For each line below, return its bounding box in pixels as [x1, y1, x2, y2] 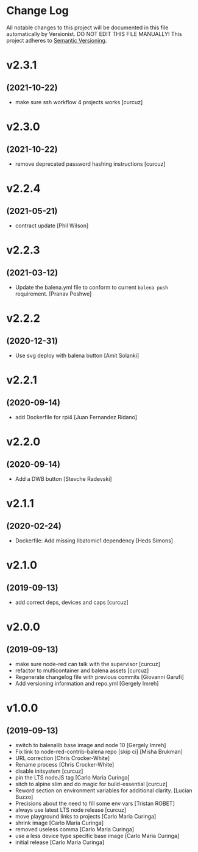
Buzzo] [15, 793, 34, 800]
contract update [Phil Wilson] [15, 222, 89, 229]
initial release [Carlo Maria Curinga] [15, 839, 105, 846]
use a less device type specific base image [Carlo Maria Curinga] [15, 832, 180, 839]
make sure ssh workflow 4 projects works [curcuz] [15, 98, 143, 105]
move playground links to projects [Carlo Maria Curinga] [15, 812, 157, 820]
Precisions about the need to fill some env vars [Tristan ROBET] [15, 800, 175, 807]
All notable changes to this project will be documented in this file [6, 24, 169, 31]
